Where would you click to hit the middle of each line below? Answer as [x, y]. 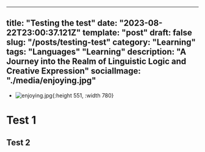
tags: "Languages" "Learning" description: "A [96, 52]
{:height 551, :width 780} [83, 95]
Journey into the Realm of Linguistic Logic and [96, 62]
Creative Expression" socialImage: [74, 71]
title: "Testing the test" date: [62, 23]
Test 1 [21, 120]
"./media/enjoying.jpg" [51, 81]
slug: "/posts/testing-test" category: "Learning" [101, 43]
